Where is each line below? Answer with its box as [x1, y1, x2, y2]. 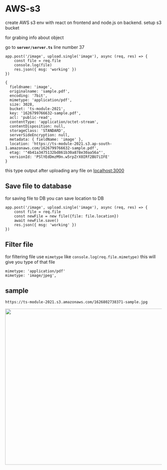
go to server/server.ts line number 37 [5, 44, 84, 50]
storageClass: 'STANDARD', [9, 128, 66, 133]
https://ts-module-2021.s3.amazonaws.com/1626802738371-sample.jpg [5, 300, 148, 305]
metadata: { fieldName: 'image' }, [9, 137, 83, 142]
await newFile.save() [14, 218, 59, 223]
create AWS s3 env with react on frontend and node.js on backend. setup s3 [5, 19, 162, 25]
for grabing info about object [5, 34, 64, 40]
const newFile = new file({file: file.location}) [14, 213, 119, 219]
